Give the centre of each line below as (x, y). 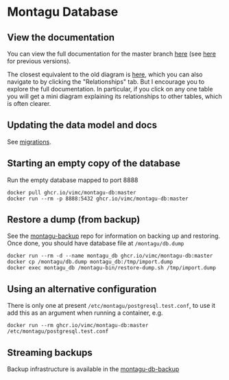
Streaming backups (50, 352)
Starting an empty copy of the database (94, 163)
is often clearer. (29, 103)
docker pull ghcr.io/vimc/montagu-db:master (72, 192)
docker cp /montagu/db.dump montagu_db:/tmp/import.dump (90, 262)
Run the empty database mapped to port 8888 (73, 180)
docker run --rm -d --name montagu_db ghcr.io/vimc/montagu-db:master (110, 256)
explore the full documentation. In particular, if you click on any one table (110, 89)
